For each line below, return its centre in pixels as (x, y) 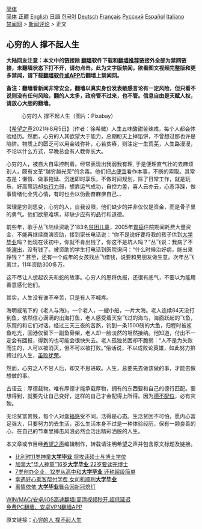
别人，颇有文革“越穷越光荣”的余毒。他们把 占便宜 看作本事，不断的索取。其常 (101, 171)
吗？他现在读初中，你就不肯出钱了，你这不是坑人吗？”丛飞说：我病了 (103, 242)
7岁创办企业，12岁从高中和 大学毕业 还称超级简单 (75, 471)
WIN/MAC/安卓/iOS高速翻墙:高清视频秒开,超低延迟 (69, 499)
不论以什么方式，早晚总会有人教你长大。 (56, 151)
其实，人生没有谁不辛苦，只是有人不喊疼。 (59, 297)
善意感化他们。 (25, 285)
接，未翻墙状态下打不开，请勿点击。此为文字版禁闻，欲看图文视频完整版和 (98, 68)
